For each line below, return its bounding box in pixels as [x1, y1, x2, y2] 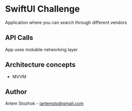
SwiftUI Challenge [5, 3, 80, 15]
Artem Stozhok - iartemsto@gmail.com [5, 101, 84, 107]
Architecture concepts [5, 61, 76, 69]
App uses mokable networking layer [5, 46, 78, 52]
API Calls [5, 34, 33, 42]
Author [5, 88, 27, 96]
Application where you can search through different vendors [5, 19, 127, 25]
